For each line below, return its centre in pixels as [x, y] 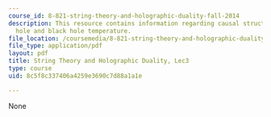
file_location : [34, 38]
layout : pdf [28, 53]
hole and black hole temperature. [73, 31]
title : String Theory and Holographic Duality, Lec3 [99, 61]
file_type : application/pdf [56, 46]
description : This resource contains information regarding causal [124, 23]
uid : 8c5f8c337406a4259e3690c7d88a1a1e [75, 76]
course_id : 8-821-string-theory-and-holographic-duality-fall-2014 [124, 16]
